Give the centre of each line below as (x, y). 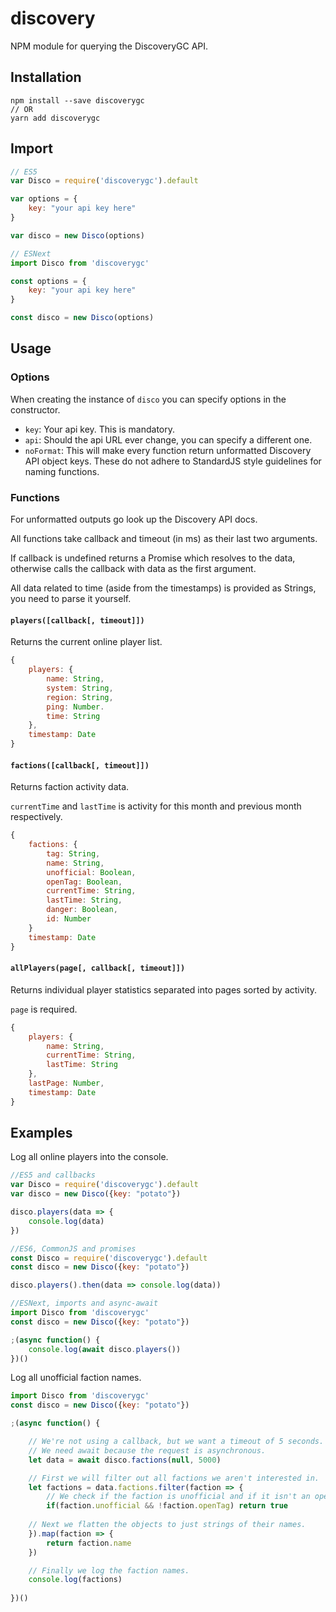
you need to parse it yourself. (71, 599)
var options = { (44, 199)
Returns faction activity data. (70, 787)
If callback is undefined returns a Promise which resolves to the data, (153, 558)
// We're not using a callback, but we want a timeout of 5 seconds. (176, 1442)
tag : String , (73, 853)
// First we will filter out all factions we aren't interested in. (174, 1478)
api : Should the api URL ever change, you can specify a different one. (168, 439)
